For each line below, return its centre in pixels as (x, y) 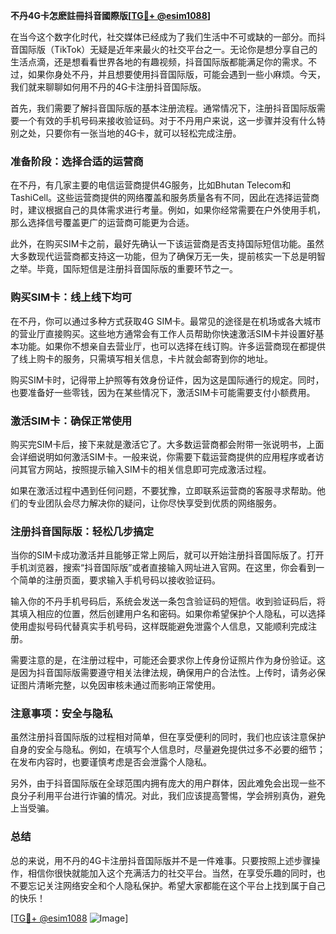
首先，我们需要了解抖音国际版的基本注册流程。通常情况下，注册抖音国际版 (163, 108)
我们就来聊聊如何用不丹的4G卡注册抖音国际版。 (108, 87)
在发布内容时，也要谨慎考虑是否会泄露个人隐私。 (111, 762)
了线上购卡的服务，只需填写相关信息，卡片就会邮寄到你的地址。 (141, 358)
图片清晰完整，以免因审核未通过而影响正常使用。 (119, 685)
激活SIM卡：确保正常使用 (71, 421)
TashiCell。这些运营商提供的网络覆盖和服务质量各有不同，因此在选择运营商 (165, 198)
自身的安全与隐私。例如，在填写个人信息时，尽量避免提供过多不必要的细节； (168, 750)
